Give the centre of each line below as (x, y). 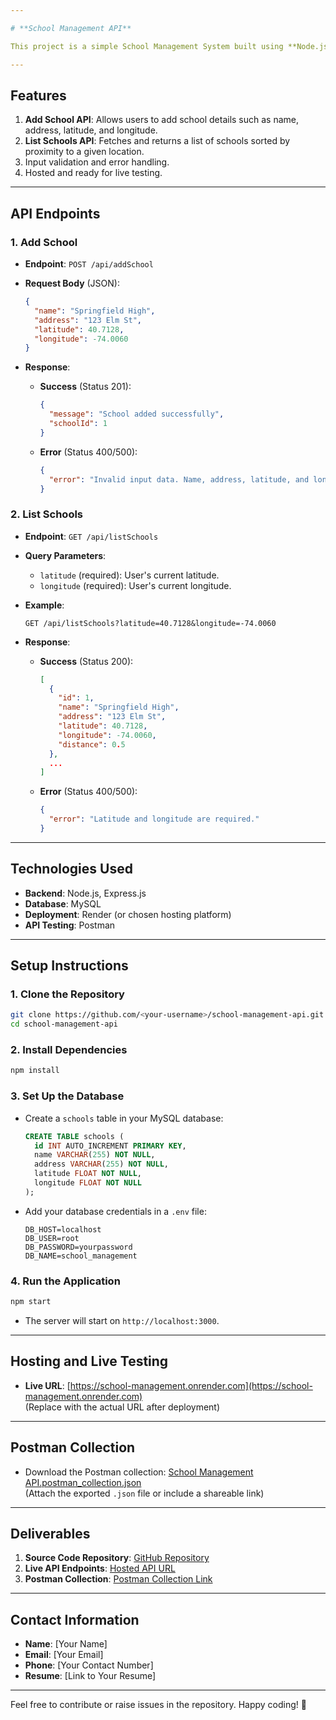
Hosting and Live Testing (89, 1361)
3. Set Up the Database (67, 1096)
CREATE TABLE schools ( (74, 1136)
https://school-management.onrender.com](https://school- (191, 1385)
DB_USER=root (52, 1238)
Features (38, 95)
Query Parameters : (65, 555)
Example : (44, 605)
